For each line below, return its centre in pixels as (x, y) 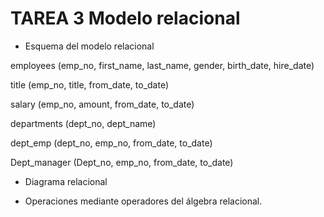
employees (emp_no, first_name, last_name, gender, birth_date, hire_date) (162, 65)
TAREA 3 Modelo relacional (125, 18)
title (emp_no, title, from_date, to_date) (90, 84)
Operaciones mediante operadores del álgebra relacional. (143, 201)
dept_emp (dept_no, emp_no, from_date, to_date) (111, 143)
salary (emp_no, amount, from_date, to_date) (102, 104)
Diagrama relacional (66, 181)
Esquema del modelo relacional (89, 46)
